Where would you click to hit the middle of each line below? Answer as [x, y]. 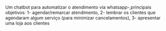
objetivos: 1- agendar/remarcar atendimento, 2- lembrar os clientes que [80, 12]
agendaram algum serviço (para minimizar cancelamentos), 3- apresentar [83, 18]
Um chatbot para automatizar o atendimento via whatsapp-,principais [78, 7]
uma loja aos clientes [28, 23]
